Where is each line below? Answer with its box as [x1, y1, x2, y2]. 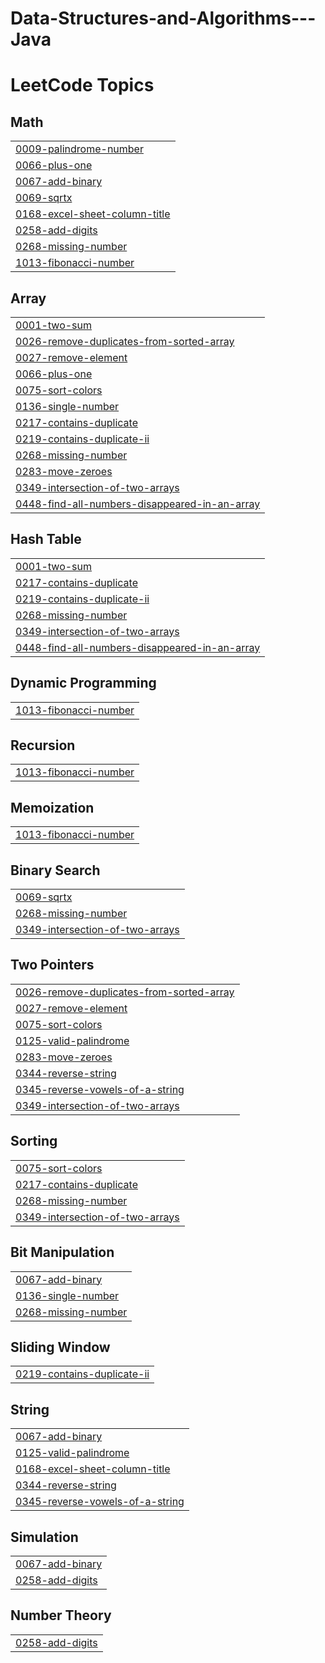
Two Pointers [10, 957, 95, 974]
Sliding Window [10, 1338, 111, 1356]
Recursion [10, 737, 76, 754]
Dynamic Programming [10, 675, 157, 692]
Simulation [10, 1528, 79, 1546]
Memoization [10, 799, 95, 816]
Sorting [10, 1133, 58, 1150]
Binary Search [10, 862, 101, 879]
